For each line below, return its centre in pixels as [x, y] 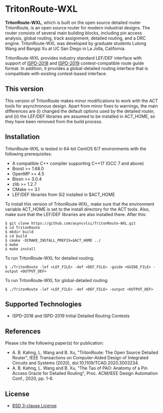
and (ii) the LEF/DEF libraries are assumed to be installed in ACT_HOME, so [80, 116]
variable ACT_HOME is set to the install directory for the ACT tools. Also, [77, 209]
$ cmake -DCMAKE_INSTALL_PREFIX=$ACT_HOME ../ [53, 240]
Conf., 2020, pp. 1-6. [33, 379]
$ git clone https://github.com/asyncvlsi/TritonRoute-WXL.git [71, 223]
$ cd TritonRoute [23, 228]
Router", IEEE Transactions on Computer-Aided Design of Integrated [80, 358]
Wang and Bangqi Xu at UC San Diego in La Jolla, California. [65, 48]
